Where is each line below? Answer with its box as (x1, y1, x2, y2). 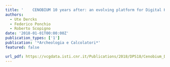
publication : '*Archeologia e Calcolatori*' (5, 40, 101, 45)
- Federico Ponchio (10, 21, 51, 27)
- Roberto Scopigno (10, 26, 51, 31)
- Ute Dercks (10, 17, 37, 22)
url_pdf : (5, 54, 24, 59)
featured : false (5, 45, 39, 50)
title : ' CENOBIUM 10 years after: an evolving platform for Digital (5, 7, 162, 13)
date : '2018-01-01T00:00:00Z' (5, 31, 69, 36)
